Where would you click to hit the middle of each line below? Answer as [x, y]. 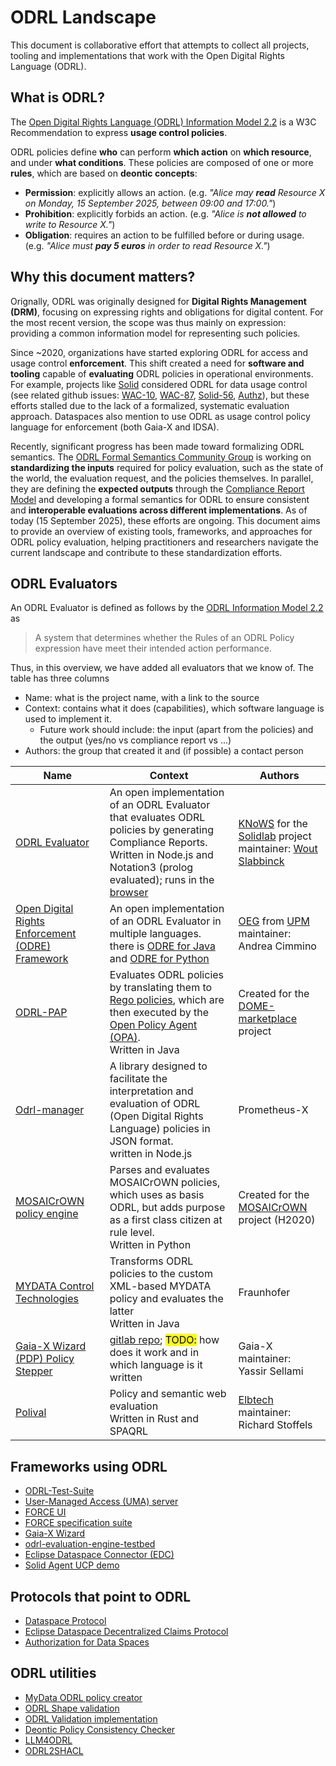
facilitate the [138, 1079]
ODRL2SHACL [54, 1750]
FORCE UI [45, 1512]
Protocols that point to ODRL [101, 1596]
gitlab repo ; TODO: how [164, 1340]
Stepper [34, 1371]
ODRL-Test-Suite [59, 1491]
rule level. [132, 1233]
